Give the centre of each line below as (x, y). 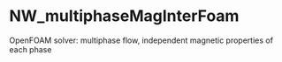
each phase (30, 49)
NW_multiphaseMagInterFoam (124, 16)
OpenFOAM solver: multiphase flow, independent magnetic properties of (141, 40)
